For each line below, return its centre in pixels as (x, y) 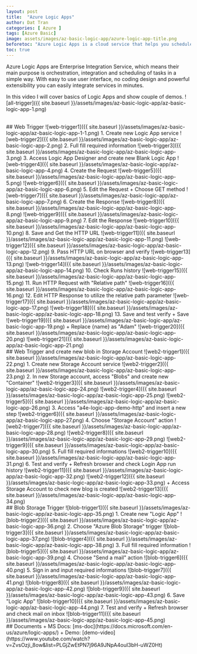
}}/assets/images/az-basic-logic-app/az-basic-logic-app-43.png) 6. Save (96, 595)
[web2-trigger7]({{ (29, 426)
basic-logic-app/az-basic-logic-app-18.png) (60, 314)
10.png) (15, 233)
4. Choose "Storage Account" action (129, 420)
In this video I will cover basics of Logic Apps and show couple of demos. (95, 96)
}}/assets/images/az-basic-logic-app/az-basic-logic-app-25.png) (86, 395)
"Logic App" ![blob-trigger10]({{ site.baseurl (59, 601)
